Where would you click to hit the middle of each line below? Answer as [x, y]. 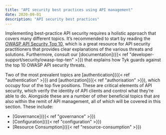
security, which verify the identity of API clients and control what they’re [79, 91]
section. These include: [29, 107]
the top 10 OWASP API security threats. [45, 65]
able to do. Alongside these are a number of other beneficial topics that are [82, 96]
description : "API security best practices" [52, 19]
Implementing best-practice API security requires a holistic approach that [81, 33]
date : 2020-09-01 [23, 14]
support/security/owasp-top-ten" [39, 60]
